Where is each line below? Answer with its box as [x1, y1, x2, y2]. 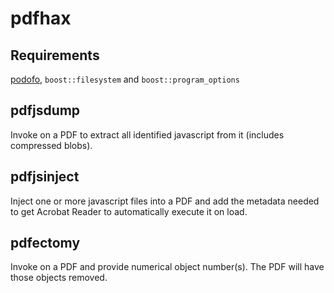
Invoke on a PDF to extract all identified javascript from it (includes [10, 128, 285, 141]
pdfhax [10, 7, 72, 30]
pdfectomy [10, 235, 81, 252]
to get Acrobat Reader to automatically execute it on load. [10, 205, 248, 217]
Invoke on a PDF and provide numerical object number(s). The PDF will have [10, 261, 325, 273]
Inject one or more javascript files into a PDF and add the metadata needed [10, 195, 320, 207]
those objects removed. [10, 272, 108, 284]
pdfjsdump [10, 102, 81, 119]
